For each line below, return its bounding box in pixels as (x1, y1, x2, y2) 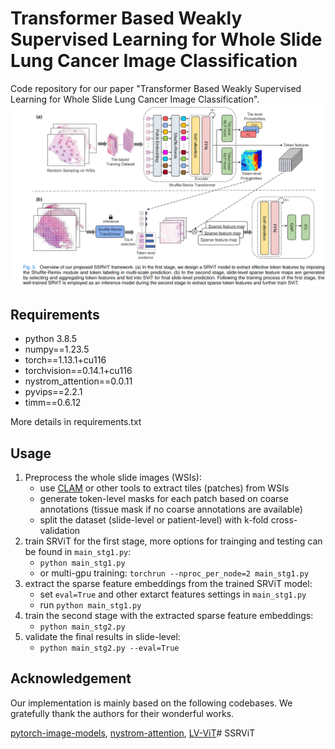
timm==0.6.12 (24, 397, 82, 409)
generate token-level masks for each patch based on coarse (39, 492, 289, 504)
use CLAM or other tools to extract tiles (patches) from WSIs (39, 482, 290, 494)
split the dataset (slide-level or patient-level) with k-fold (39, 513, 269, 526)
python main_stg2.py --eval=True (39, 643, 180, 653)
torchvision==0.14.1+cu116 (24, 365, 133, 377)
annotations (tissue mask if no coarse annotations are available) (39, 503, 303, 515)
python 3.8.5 (24, 333, 78, 345)
